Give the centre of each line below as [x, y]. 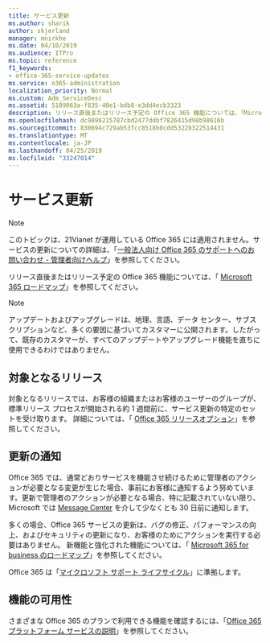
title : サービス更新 [39, 16]
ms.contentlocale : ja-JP [50, 143]
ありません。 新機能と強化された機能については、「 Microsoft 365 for [135, 545]
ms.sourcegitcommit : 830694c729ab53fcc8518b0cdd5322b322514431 [117, 128]
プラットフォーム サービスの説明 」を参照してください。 [100, 631]
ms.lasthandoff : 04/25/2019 [55, 150]
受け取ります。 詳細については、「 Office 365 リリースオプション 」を [135, 418]
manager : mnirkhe [37, 38]
